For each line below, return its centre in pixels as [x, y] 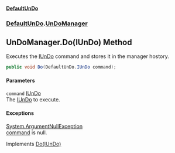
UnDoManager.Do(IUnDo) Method [69, 42]
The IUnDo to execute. [33, 100]
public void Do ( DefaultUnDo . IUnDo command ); [61, 67]
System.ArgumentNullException [44, 126]
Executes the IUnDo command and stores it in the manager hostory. [88, 56]
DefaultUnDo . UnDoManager [47, 23]
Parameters [20, 80]
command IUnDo [24, 93]
